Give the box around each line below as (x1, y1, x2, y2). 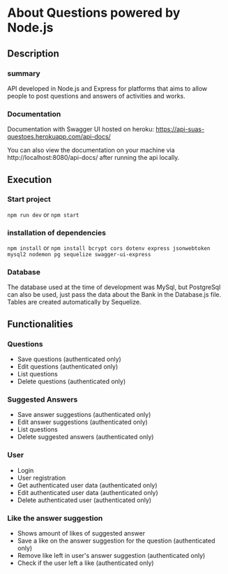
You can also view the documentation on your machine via (7, 146, 176, 154)
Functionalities (7, 318, 73, 330)
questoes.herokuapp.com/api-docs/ (7, 133, 112, 141)
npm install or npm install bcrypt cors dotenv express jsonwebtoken (7, 244, 211, 252)
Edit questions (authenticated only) (17, 362, 119, 371)
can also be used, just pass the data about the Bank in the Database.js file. (7, 290, 222, 299)
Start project (7, 194, 51, 204)
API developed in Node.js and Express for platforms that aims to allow (7, 84, 208, 92)
